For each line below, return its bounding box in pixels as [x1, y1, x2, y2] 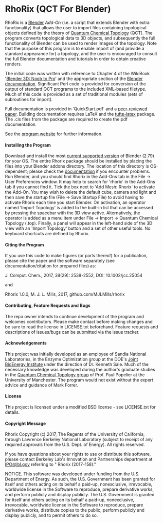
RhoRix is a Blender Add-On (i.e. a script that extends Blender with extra [5, 20, 150, 25]
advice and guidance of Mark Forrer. [5, 382, 78, 388]
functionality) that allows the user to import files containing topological [5, 24, 147, 30]
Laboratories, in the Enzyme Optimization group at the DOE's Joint [5, 356, 138, 362]
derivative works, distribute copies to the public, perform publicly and [5, 507, 145, 513]
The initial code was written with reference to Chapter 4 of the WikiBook [5, 70, 150, 76]
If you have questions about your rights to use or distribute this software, [5, 451, 151, 457]
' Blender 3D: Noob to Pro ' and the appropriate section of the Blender [5, 76, 143, 81]
